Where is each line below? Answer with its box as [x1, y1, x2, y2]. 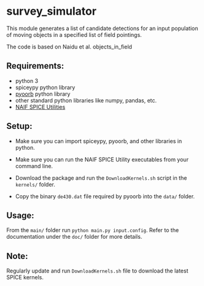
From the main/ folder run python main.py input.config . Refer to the [6, 226, 179, 234]
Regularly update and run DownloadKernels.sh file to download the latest [6, 267, 189, 274]
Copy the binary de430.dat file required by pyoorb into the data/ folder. [15, 192, 195, 200]
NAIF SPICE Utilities [15, 103, 66, 110]
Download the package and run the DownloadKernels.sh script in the [15, 174, 187, 182]
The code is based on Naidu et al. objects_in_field [6, 43, 132, 50]
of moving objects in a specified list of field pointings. [6, 31, 143, 38]
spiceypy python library [15, 83, 76, 91]
